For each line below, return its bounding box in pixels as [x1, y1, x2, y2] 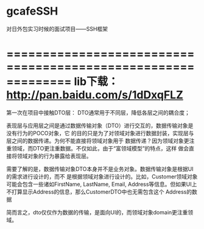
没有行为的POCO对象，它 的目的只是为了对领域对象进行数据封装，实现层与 [6, 129, 194, 136]
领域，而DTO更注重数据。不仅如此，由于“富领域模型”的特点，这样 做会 [11, 144, 189, 152]
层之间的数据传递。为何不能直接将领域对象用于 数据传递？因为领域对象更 [6, 137, 189, 144]
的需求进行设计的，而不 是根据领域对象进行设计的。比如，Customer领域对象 [6, 172, 198, 180]
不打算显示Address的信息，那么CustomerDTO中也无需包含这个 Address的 [6, 188, 192, 196]
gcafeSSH [6, 4, 58, 18]
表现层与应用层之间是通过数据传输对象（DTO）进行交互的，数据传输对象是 [6, 122, 194, 129]
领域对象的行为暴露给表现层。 [16, 152, 92, 160]
